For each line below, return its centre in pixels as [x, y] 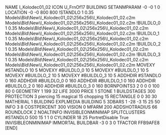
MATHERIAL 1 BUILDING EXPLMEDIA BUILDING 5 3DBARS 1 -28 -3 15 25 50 [83, 102]
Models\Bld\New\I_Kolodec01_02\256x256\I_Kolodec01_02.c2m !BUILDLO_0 [83, 23]
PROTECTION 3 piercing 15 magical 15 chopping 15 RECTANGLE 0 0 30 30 [81, 96]
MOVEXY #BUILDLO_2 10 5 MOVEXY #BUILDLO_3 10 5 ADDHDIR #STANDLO [83, 75]
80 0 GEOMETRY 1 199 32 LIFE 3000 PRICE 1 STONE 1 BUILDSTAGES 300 [81, 91]
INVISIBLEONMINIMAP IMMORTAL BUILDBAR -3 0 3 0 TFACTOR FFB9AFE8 [83, 123]
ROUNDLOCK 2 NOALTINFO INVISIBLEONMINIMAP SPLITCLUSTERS [75, 112]
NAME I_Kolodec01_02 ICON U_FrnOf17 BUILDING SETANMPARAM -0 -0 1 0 [83, 7]
